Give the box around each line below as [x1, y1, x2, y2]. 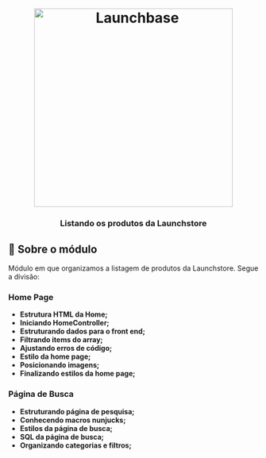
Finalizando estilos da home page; [19, 369, 136, 379]
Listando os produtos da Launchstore [60, 218, 207, 229]
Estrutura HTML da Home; [19, 310, 108, 319]
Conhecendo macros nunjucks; [19, 415, 126, 425]
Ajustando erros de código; [19, 344, 113, 353]
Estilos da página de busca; [19, 423, 113, 433]
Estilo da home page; [19, 352, 91, 361]
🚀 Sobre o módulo [8, 242, 98, 256]
